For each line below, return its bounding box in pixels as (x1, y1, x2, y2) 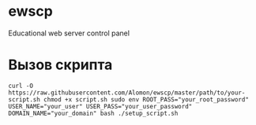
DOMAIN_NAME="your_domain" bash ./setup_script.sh (8, 109, 179, 117)
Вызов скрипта (8, 56, 113, 74)
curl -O (8, 82, 34, 90)
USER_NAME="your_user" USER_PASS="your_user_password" (8, 102, 193, 110)
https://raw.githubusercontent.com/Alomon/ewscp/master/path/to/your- (8, 89, 246, 97)
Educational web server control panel (8, 28, 130, 38)
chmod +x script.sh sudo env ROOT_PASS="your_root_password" (43, 95, 249, 104)
